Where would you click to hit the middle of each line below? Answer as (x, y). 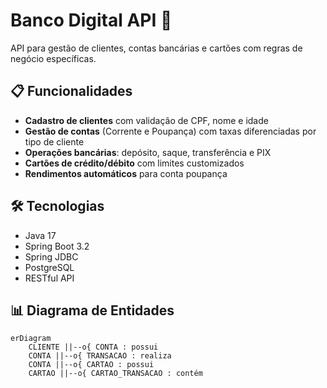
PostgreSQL (49, 267)
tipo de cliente (54, 141)
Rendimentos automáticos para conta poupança (126, 173)
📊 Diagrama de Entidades (92, 310)
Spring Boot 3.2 (57, 246)
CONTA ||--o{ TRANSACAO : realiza (100, 356)
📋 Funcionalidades (71, 91)
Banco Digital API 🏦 (91, 20)
